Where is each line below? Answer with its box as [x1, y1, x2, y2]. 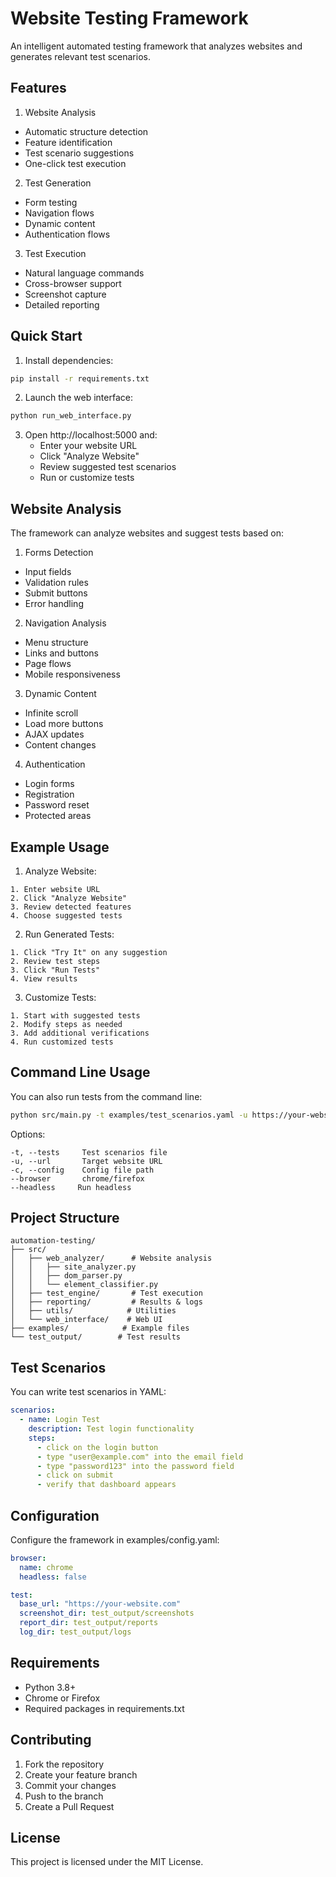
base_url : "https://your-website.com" [19, 1599, 182, 1609]
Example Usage [10, 838, 110, 856]
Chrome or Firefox [24, 1692, 101, 1704]
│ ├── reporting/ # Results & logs [10, 1297, 203, 1307]
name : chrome [19, 1562, 74, 1572]
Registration [24, 788, 75, 801]
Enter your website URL [39, 440, 138, 452]
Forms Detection [24, 547, 94, 559]
